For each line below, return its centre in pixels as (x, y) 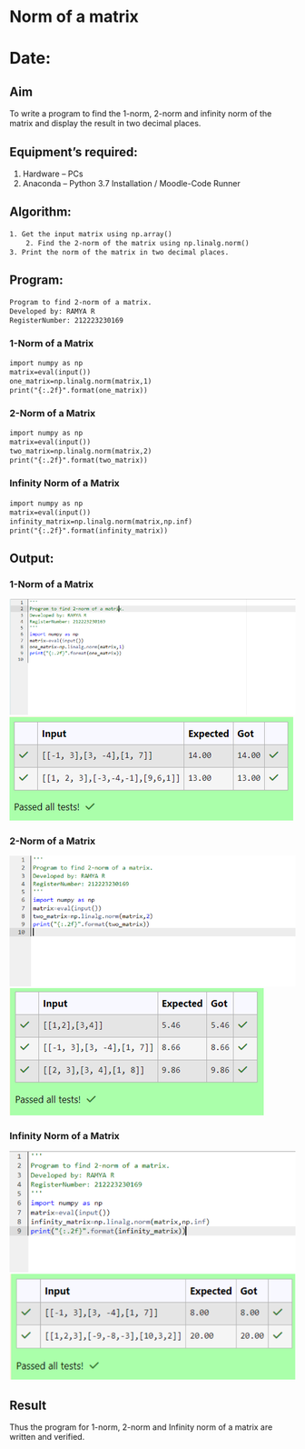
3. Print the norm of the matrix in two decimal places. (119, 252)
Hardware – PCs (53, 174)
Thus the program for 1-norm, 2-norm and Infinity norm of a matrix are (141, 1427)
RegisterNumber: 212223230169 (67, 320)
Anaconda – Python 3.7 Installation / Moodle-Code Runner (131, 183)
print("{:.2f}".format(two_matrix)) (79, 461)
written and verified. (47, 1437)
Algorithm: (40, 212)
